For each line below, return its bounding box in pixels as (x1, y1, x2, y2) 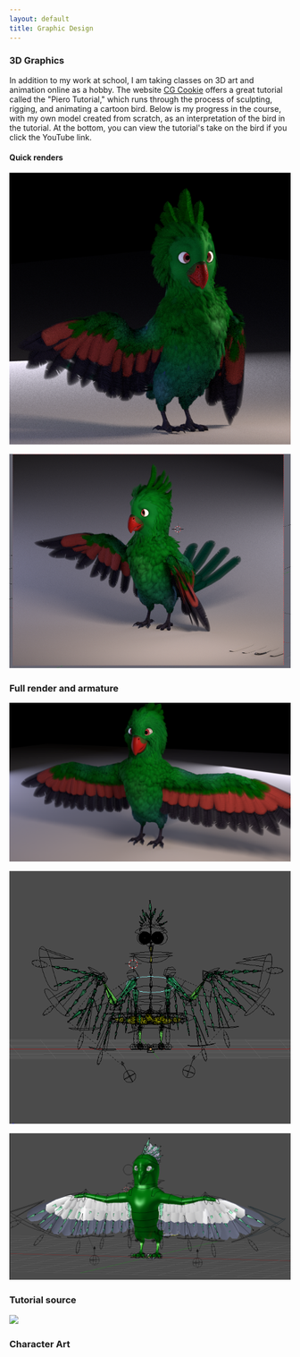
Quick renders (9, 152, 64, 163)
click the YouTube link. (9, 131, 92, 142)
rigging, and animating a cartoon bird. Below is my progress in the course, (9, 103, 281, 114)
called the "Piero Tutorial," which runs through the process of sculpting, (9, 94, 273, 105)
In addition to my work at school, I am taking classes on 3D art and (9, 74, 254, 85)
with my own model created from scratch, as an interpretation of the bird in (9, 113, 286, 123)
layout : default (9, 14, 70, 23)
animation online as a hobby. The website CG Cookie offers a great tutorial (9, 84, 283, 95)
